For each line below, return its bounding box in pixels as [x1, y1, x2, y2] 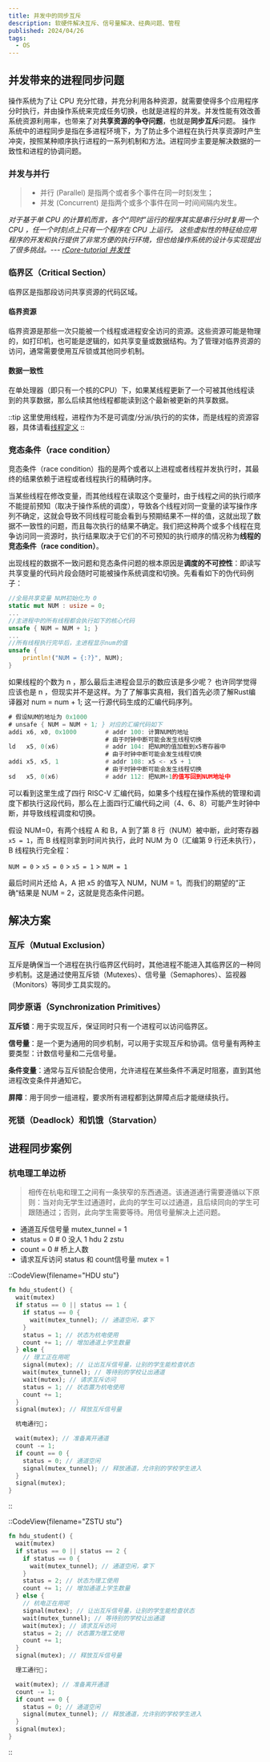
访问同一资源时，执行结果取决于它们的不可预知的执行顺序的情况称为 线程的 [14, 531, 261, 541]
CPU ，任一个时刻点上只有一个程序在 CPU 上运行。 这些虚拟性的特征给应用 [8, 225, 256, 235]
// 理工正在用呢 [22, 1353, 70, 1362]
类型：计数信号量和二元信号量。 [14, 1048, 121, 1058]
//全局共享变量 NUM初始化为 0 [8, 594, 98, 602]
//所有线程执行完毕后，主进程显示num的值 [8, 639, 128, 647]
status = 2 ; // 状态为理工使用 [22, 1577, 119, 1585]
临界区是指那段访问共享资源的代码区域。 [8, 286, 142, 297]
